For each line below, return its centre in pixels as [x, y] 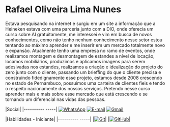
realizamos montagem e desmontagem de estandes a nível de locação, [80, 56]
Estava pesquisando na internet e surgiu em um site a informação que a [80, 23]
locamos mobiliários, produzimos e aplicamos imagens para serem [75, 61]
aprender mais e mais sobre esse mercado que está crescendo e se [77, 94]
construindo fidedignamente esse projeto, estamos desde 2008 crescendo [84, 78]
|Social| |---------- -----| [31, 109]
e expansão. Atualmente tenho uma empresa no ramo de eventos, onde [80, 50]
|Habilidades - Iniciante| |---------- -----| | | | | [68, 119]
